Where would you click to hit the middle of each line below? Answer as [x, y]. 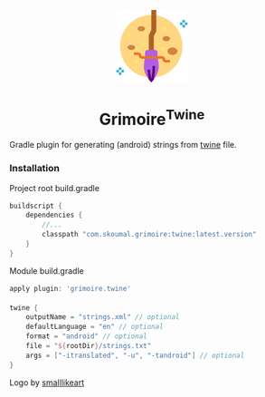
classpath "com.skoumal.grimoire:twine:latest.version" [149, 235]
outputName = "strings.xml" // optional [103, 317]
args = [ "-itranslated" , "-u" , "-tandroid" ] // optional [135, 355]
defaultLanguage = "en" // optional [95, 327]
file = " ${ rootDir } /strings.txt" [89, 346]
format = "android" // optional [86, 336]
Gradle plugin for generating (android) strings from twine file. [123, 145]
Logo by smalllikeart [47, 382]
